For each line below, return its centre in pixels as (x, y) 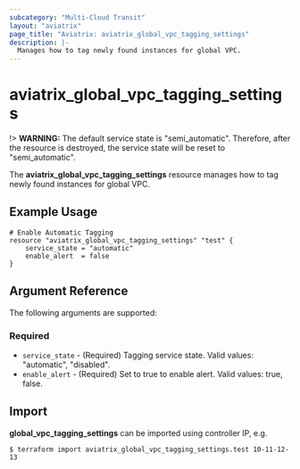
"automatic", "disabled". (66, 364)
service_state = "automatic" (79, 248)
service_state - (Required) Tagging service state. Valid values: (138, 355)
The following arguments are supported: (83, 312)
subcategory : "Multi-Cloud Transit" (77, 17)
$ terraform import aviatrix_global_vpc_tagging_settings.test (129, 449)
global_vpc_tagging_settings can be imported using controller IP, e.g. (138, 432)
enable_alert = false (67, 256)
